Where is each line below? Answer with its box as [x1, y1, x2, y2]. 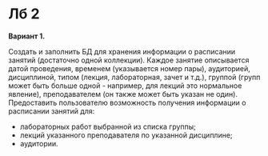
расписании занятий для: [8, 106, 95, 116]
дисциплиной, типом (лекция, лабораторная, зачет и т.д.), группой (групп [8, 72, 261, 82]
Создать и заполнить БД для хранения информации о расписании [8, 46, 236, 56]
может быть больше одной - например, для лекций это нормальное [8, 81, 242, 90]
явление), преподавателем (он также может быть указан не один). [8, 89, 238, 98]
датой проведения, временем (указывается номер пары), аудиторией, [8, 63, 250, 73]
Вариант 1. [8, 31, 46, 41]
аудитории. [19, 138, 58, 148]
